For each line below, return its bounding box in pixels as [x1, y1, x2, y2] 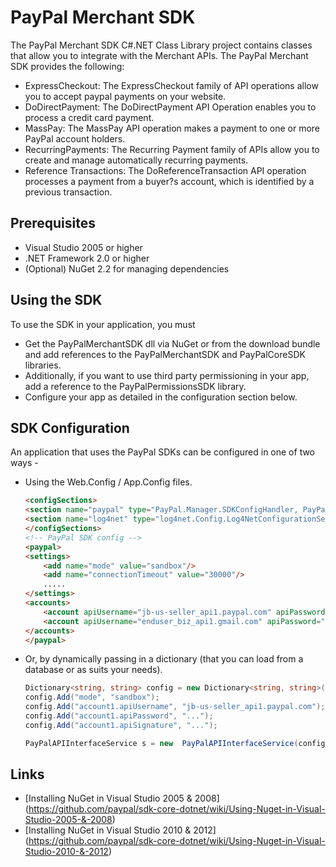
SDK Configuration [10, 419, 130, 436]
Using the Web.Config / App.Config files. [24, 476, 193, 488]
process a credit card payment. [24, 111, 155, 123]
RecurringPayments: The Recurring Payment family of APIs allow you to [24, 143, 320, 155]
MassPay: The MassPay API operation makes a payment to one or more [24, 122, 320, 134]
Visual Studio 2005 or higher [24, 241, 143, 253]
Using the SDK [10, 292, 103, 309]
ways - [10, 457, 39, 469]
